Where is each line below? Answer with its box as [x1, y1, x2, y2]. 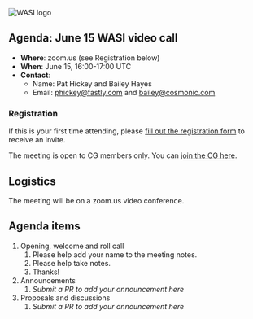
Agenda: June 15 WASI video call [8, 31, 178, 45]
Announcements [20, 275, 76, 285]
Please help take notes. [32, 258, 111, 268]
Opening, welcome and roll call [20, 241, 124, 251]
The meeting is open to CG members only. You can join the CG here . [8, 151, 238, 160]
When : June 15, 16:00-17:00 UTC [20, 61, 132, 71]
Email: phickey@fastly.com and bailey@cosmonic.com [32, 87, 216, 97]
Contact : [20, 70, 51, 80]
